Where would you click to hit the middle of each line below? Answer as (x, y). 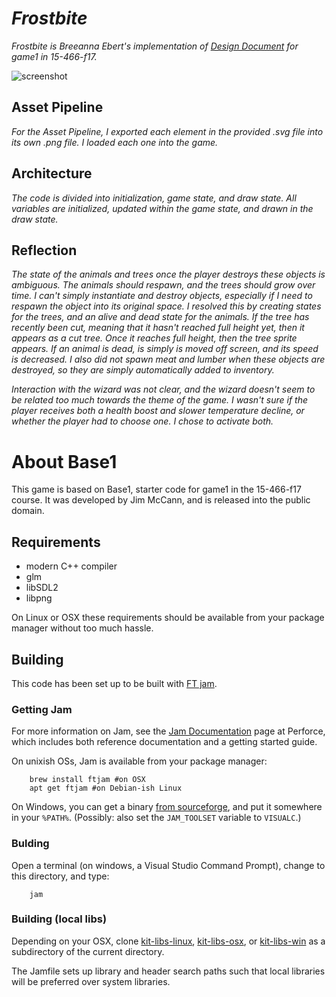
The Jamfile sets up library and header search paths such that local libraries (168, 971)
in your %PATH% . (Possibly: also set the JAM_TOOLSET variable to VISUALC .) (156, 818)
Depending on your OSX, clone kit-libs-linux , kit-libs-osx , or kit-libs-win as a (168, 941)
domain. (28, 511)
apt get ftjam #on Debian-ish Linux (106, 788)
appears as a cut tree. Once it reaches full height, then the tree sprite (154, 338)
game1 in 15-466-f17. (54, 56)
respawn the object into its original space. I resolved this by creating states (166, 306)
